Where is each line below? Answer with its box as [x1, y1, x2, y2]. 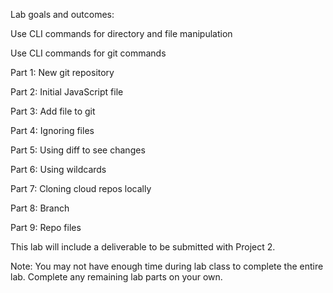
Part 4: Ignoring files [10, 125, 95, 136]
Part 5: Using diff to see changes [10, 144, 146, 156]
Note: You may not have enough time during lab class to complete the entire [10, 260, 324, 272]
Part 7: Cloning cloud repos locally [10, 183, 152, 194]
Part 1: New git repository [10, 67, 115, 78]
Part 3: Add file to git [10, 105, 96, 117]
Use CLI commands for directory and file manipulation [10, 28, 233, 39]
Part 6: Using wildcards [10, 164, 107, 175]
